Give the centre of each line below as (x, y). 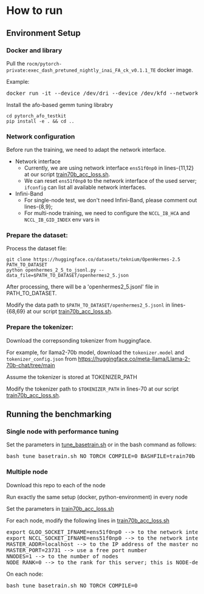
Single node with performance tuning (63, 432)
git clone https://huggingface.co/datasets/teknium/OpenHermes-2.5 (93, 260)
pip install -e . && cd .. (40, 121)
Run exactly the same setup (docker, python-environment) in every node (97, 497)
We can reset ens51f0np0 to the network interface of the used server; (110, 181)
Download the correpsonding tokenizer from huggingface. (79, 340)
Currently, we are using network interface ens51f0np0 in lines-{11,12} (109, 168)
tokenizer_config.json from (42, 358)
